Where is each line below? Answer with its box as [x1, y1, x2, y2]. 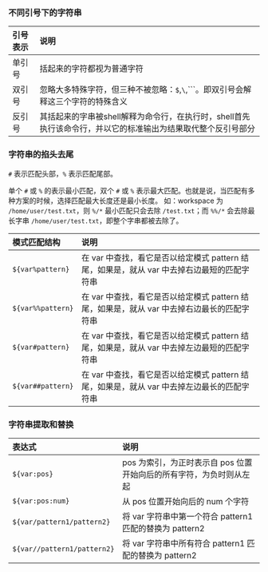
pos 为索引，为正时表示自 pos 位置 [122, 457, 253, 468]
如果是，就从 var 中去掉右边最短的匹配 [97, 264, 242, 275]
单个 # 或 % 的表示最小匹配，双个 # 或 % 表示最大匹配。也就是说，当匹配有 [8, 185, 249, 195]
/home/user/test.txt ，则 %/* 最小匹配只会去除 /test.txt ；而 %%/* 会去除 [8, 205, 249, 215]
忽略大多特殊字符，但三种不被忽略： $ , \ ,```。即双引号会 [39, 84, 244, 95]
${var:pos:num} [12, 496, 70, 505]
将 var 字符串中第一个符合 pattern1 [122, 510, 254, 522]
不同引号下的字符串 [8, 6, 82, 18]
